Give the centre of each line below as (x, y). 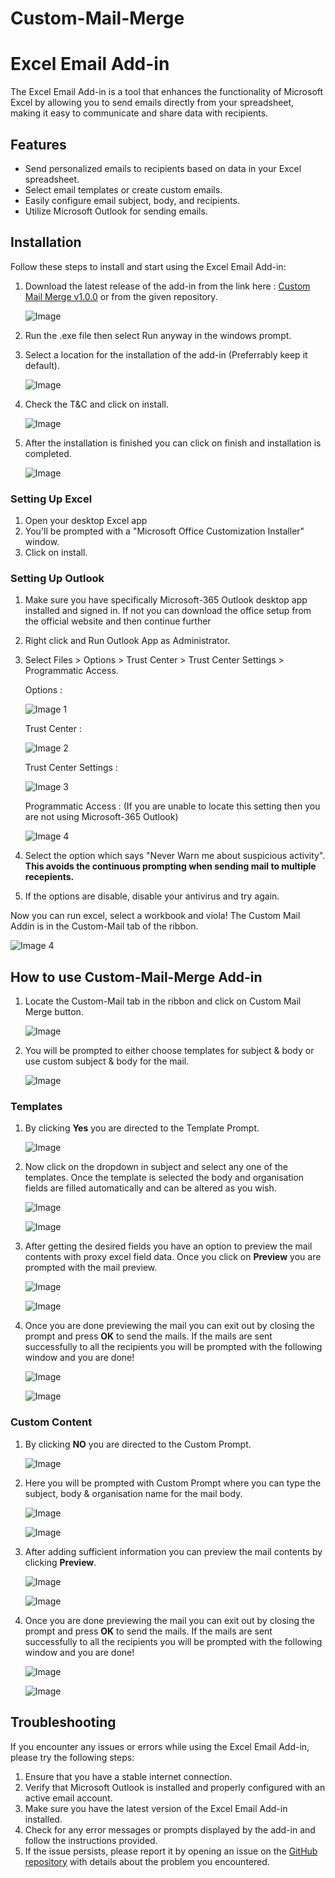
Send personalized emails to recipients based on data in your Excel (163, 168)
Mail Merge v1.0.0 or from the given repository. (121, 296)
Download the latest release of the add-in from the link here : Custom (167, 286)
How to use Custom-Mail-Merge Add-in (136, 977)
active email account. (68, 1798)
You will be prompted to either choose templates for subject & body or (169, 1051)
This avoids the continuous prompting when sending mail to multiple (170, 866)
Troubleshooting (63, 1722)
